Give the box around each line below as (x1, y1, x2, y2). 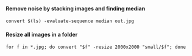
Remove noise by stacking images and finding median (5, 5, 146, 12)
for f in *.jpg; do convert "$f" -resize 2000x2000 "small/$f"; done (5, 44, 187, 51)
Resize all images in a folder (5, 31, 78, 38)
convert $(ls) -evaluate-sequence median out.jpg (5, 18, 135, 24)
